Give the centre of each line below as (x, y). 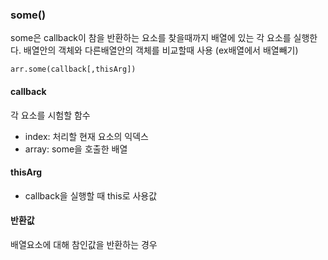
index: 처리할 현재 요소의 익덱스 (86, 136)
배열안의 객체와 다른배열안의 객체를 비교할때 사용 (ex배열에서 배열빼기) (161, 50)
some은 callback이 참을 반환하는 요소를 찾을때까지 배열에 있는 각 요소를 (151, 38)
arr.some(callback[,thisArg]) (73, 69)
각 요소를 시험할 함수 (50, 115)
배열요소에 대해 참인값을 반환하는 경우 (84, 244)
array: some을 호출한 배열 (76, 149)
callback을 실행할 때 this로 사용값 (91, 195)
